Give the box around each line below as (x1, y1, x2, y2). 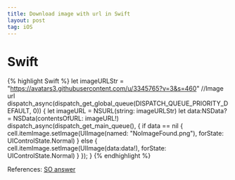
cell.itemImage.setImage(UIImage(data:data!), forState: (7, 144, 167, 153)
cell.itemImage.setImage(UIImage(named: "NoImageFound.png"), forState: (7, 129, 224, 138)
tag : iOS (7, 23, 33, 30)
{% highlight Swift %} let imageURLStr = (7, 77, 125, 85)
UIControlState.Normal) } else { (7, 136, 98, 145)
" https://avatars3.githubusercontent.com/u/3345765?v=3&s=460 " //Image (7, 84, 224, 93)
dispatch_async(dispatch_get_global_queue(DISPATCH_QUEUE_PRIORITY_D (7, 99, 229, 108)
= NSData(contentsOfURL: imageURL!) (7, 114, 120, 123)
